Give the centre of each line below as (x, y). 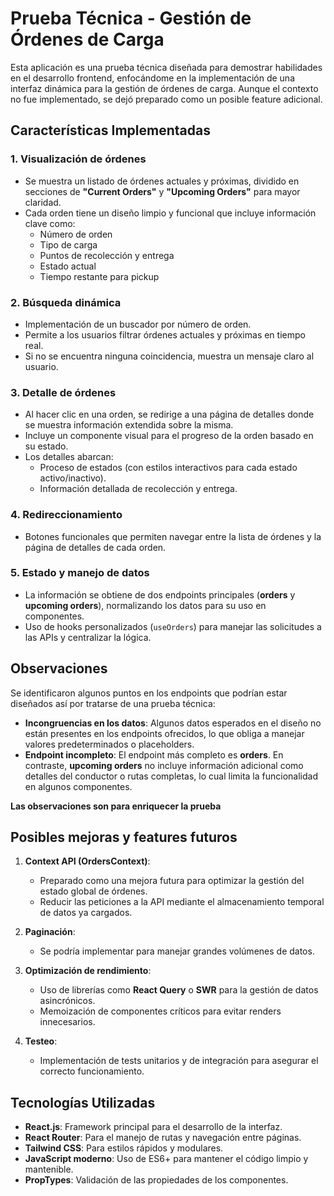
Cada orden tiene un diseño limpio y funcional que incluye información (170, 213)
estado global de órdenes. (93, 891)
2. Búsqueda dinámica (66, 302)
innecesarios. (67, 1022)
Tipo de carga (68, 244)
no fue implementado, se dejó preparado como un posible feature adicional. (166, 99)
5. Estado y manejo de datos (80, 573)
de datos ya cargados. (86, 913)
